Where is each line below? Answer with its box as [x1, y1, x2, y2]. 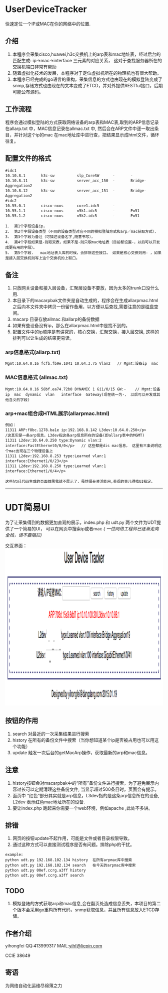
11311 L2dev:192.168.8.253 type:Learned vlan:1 [5, 453, 106, 459]
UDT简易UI [5, 502, 50, 513]
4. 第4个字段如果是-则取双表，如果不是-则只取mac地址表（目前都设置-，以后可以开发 [5, 240, 160, 245]
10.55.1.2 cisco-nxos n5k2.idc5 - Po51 [5, 213, 140, 219]
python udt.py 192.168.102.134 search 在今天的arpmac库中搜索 [5, 863, 136, 868]
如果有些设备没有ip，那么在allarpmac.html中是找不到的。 [12, 323, 130, 329]
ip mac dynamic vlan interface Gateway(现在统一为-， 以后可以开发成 [5, 392, 156, 397]
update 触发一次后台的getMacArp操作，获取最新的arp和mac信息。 [12, 749, 150, 756]
